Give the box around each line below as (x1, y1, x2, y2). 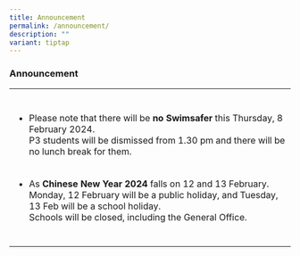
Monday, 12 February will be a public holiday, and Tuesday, (29, 188, 279, 201)
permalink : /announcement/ (9, 21, 110, 30)
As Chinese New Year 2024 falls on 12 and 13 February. (29, 178, 270, 190)
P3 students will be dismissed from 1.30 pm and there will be (29, 134, 286, 146)
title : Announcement (9, 12, 87, 22)
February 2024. (29, 122, 96, 135)
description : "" (9, 29, 70, 38)
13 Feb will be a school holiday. (29, 200, 162, 212)
